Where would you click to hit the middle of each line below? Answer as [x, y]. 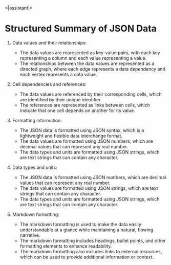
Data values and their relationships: [49, 42]
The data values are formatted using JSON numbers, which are [86, 141]
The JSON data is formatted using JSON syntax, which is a [82, 130]
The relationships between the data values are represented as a [87, 63]
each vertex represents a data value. [58, 74]
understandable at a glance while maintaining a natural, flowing [87, 230]
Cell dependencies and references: [49, 84]
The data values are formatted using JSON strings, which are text [89, 188]
